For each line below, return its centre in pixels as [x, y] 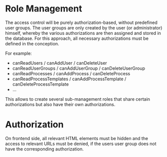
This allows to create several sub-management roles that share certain [78, 99]
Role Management [44, 9]
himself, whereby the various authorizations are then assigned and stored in [83, 33]
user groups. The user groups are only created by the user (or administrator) [84, 27]
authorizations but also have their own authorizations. [60, 104]
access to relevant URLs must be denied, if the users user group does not [81, 144]
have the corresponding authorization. [44, 149]
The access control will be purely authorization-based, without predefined [82, 22]
